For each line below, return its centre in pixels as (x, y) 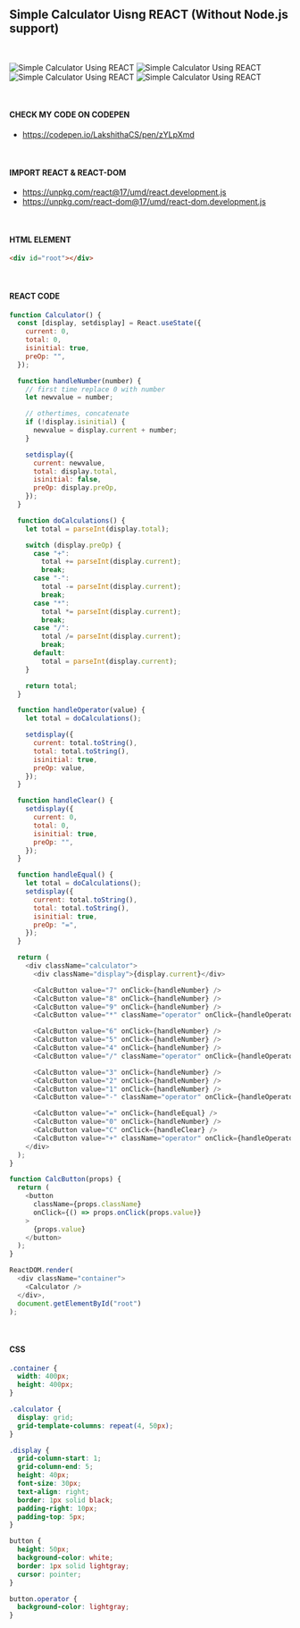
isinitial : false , (67, 480)
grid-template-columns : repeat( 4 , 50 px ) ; (96, 1426)
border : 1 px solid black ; (66, 1500)
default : (49, 653)
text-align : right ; (54, 1491)
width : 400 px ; (43, 1376)
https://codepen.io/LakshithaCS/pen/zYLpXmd (108, 135)
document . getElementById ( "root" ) (79, 1304)
